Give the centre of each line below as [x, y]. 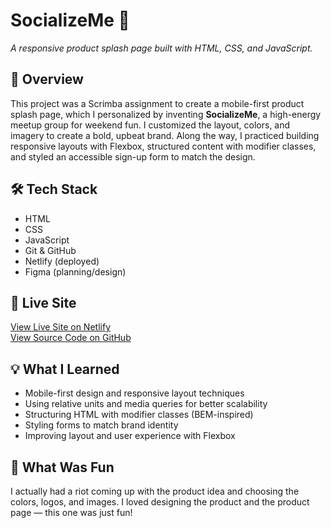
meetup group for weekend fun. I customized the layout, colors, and [150, 125]
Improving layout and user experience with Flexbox [130, 436]
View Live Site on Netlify [60, 327]
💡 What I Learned [65, 369]
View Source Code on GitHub [71, 338]
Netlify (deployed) [62, 261]
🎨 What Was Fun [62, 467]
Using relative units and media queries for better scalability [146, 404]
